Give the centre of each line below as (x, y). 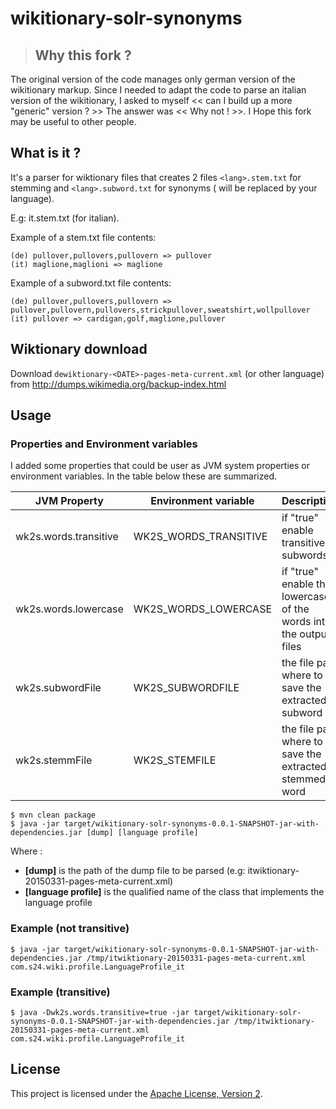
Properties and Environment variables (104, 444)
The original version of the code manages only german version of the (153, 79)
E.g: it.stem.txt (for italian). (65, 218)
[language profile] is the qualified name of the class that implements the (174, 892)
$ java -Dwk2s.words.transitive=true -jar (100, 1012)
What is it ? (46, 153)
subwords (304, 555)
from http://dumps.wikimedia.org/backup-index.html (118, 384)
